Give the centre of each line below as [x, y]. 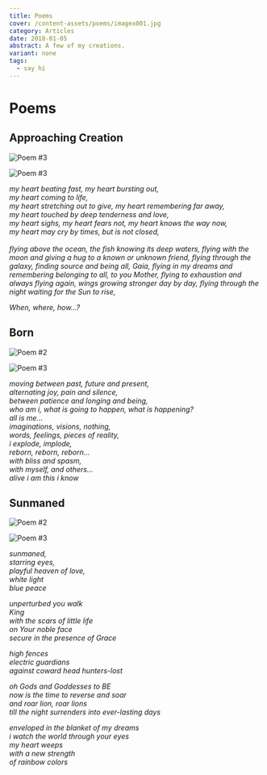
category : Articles [42, 31]
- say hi [31, 69]
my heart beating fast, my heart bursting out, [84, 189]
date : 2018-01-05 [38, 38]
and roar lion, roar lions [48, 704]
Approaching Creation [66, 138]
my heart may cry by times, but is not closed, [84, 232]
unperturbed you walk [46, 604]
